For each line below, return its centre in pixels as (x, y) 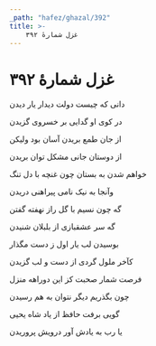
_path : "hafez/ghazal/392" (60, 18)
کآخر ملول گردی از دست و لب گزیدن (71, 262)
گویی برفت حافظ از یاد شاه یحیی (64, 314)
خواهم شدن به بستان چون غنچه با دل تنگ (78, 174)
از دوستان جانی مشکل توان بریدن (66, 157)
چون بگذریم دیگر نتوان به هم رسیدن (69, 297)
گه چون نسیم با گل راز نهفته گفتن (65, 210)
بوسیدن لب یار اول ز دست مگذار (64, 244)
